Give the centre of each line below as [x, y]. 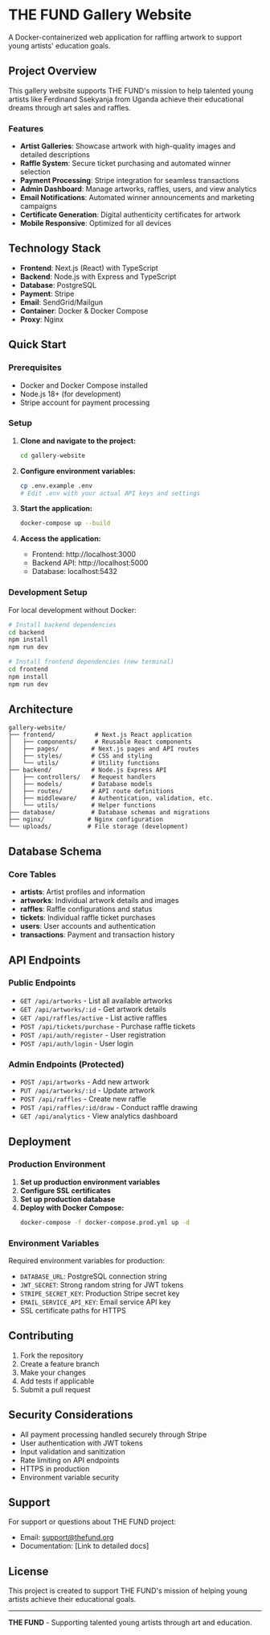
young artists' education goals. [59, 45]
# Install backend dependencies [62, 625]
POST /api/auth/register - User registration [93, 1034]
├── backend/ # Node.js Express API [88, 770]
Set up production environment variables [90, 1182]
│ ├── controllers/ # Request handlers [82, 777]
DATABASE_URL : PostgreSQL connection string [93, 1276]
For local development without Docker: [72, 609]
